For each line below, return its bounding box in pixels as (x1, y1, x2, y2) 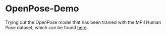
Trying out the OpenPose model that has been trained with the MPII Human (5, 19, 161, 25)
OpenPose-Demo (5, 3, 79, 14)
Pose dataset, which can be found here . (5, 24, 88, 30)
